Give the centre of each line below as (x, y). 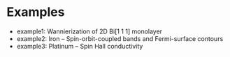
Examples (36, 12)
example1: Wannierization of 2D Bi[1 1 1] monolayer (89, 31)
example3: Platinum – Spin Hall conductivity (80, 46)
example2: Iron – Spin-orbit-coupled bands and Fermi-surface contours (120, 38)
